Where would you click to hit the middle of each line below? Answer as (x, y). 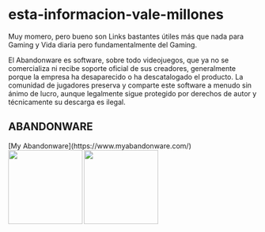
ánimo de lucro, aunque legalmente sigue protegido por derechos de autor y (132, 93)
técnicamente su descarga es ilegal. (67, 102)
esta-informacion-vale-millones (116, 15)
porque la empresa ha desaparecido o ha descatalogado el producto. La (126, 77)
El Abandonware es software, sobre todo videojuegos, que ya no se (119, 60)
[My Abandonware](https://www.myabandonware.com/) (100, 146)
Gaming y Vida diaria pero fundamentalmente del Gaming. (103, 44)
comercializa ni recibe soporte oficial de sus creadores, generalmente (122, 68)
